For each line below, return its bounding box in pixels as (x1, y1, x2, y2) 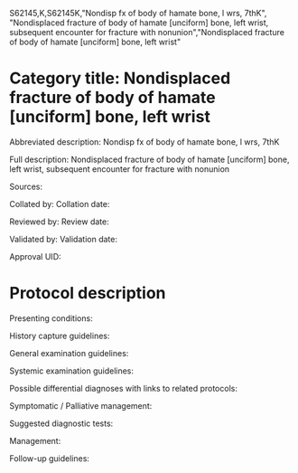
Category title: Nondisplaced (9, 68, 231, 89)
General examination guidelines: (9, 347, 129, 358)
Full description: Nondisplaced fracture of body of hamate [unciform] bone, (9, 154, 290, 165)
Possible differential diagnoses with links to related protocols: (9, 383, 237, 393)
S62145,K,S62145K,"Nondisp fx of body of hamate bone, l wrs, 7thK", (9, 8, 267, 18)
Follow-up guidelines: (9, 452, 90, 464)
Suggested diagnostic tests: (9, 418, 114, 429)
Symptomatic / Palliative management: (9, 400, 153, 411)
